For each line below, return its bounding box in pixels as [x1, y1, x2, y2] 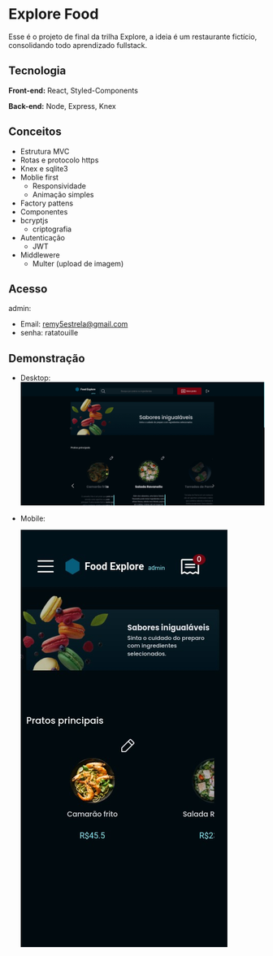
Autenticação [19, 232, 65, 242]
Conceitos [8, 125, 63, 139]
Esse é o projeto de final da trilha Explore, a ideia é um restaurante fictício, [8, 32, 258, 41]
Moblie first [19, 172, 59, 182]
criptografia [32, 224, 71, 234]
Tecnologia [8, 64, 67, 78]
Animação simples [32, 189, 94, 199]
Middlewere [19, 249, 60, 260]
